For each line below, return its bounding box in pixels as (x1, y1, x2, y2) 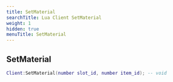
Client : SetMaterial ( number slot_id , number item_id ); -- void (6, 70, 167, 76)
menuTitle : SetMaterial (6, 32, 67, 38)
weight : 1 (6, 20, 32, 26)
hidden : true (6, 26, 39, 32)
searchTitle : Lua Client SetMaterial (6, 15, 102, 21)
